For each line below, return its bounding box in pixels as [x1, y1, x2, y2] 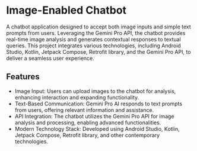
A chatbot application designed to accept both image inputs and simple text [6, 23, 191, 30]
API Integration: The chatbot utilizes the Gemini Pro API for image [14, 113, 174, 120]
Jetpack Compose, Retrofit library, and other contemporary [14, 131, 160, 139]
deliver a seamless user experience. [6, 54, 95, 62]
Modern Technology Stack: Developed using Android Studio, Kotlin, [14, 125, 180, 132]
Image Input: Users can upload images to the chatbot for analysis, [14, 87, 176, 95]
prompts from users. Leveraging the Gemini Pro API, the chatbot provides [6, 29, 186, 36]
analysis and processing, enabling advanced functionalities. [14, 119, 161, 126]
